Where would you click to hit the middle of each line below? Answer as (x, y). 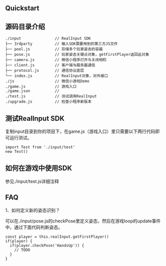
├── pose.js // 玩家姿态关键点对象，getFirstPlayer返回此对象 (77, 55)
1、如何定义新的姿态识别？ (33, 210)
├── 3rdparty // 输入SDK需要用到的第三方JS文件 (62, 44)
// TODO (22, 250)
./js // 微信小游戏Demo (47, 81)
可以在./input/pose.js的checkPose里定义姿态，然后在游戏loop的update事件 (83, 221)
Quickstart (22, 8)
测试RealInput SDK (35, 118)
